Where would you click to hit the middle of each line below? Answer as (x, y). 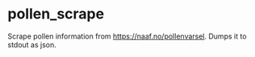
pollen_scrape (56, 14)
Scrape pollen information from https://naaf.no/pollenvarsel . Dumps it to (127, 36)
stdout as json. (32, 44)
